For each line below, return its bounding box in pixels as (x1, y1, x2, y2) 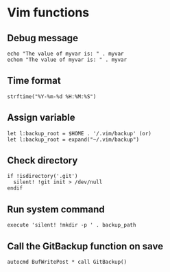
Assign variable (7, 112, 75, 124)
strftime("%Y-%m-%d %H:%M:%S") (7, 93, 97, 100)
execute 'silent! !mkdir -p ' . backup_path (7, 222, 136, 229)
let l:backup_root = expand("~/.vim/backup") (7, 136, 139, 143)
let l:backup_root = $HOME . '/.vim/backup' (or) (7, 130, 152, 137)
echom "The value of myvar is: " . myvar (7, 56, 127, 63)
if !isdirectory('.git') (7, 173, 78, 180)
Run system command (7, 203, 105, 215)
